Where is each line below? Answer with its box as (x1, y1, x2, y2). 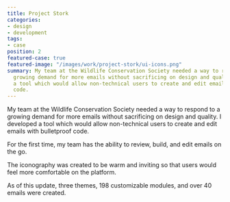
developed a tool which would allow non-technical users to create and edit (7, 120, 218, 128)
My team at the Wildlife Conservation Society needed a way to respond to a (7, 105, 220, 114)
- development (7, 29, 48, 36)
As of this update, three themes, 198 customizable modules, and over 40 (7, 181, 212, 190)
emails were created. (7, 189, 66, 197)
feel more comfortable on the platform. (7, 168, 116, 177)
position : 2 (7, 49, 41, 55)
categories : (7, 16, 41, 23)
